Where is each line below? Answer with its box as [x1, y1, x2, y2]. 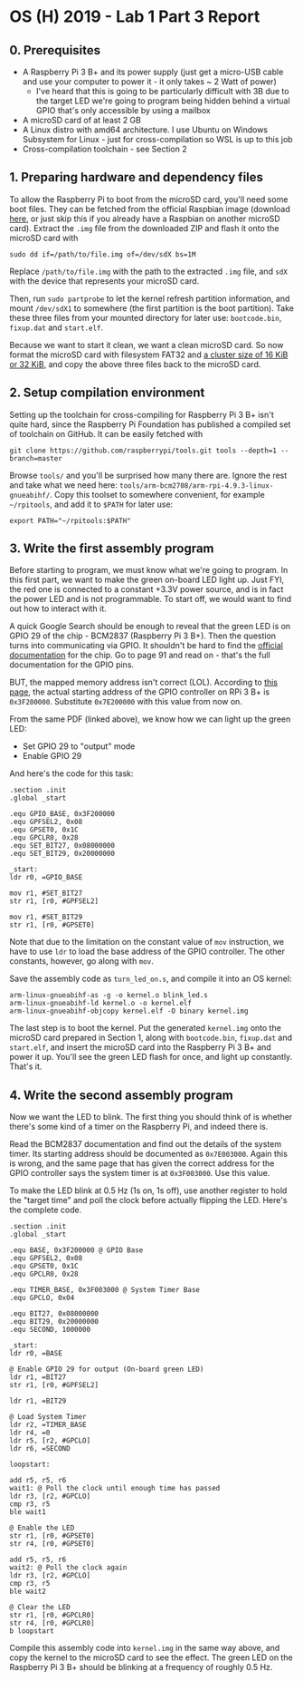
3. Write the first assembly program [9, 541, 214, 557]
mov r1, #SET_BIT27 [9, 889, 83, 899]
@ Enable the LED [9, 1523, 75, 1533]
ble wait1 [9, 1508, 47, 1517]
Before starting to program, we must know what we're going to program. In [9, 565, 289, 576]
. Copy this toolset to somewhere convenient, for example [49, 489, 265, 500]
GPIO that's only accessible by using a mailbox [35, 105, 211, 115]
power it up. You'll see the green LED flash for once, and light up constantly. [9, 1052, 293, 1063]
